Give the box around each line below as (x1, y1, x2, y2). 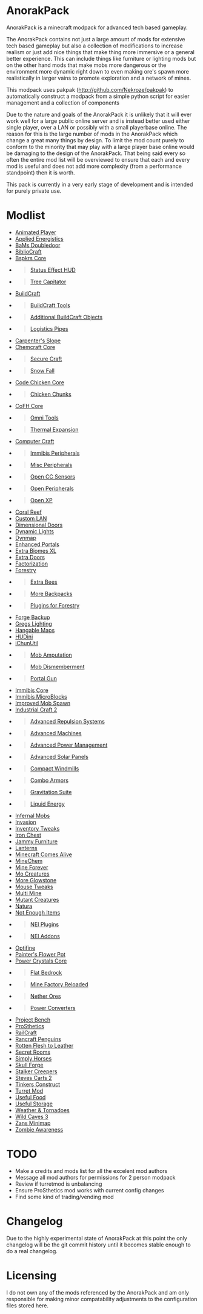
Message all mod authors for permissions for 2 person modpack (15, 1174, 176, 1181)
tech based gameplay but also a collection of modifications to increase (6, 42, 183, 49)
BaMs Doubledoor (15, 241, 61, 249)
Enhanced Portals (15, 541, 59, 548)
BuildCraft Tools (30, 302, 71, 309)
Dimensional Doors (15, 521, 63, 528)
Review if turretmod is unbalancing (15, 1180, 102, 1188)
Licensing (6, 1268, 57, 1282)
